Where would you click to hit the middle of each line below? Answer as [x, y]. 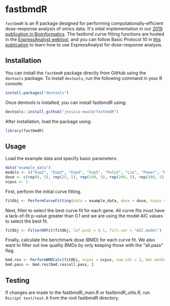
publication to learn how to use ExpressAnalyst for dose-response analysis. [84, 44]
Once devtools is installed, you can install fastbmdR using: [66, 103]
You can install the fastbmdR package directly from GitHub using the [76, 73]
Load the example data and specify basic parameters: [61, 159]
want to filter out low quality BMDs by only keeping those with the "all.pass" [84, 245]
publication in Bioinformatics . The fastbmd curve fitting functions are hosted [85, 34]
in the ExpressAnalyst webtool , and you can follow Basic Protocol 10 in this [83, 39]
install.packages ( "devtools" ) [37, 93]
